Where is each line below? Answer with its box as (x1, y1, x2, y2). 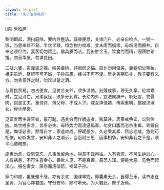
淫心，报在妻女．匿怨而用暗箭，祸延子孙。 (5, 163, 91, 169)
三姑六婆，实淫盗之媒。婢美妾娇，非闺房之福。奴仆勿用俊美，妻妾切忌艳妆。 (5, 64, 159, 71)
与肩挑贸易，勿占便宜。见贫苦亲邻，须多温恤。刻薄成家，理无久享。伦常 (5, 87, 150, 93)
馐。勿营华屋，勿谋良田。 (5, 54, 57, 60)
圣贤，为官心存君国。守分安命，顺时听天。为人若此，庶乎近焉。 (5, 179, 133, 186)
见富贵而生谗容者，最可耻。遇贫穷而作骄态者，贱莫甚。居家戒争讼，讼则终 (5, 116, 155, 122)
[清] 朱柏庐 (5, 25, 27, 32)
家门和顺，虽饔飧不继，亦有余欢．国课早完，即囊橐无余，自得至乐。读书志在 (5, 173, 159, 179)
